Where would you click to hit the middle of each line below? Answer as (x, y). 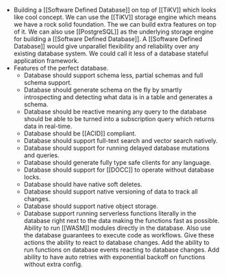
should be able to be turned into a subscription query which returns (119, 119)
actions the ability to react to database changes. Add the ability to (117, 243)
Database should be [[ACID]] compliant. (80, 133)
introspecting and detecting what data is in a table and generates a (118, 97)
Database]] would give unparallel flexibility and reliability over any (106, 46)
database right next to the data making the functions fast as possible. (122, 221)
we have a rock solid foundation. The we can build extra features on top (115, 24)
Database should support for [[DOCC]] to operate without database (119, 170)
